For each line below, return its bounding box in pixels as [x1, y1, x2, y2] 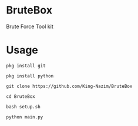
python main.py [6, 114, 43, 120]
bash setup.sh [6, 104, 41, 110]
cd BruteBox [6, 93, 35, 100]
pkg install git [6, 63, 46, 69]
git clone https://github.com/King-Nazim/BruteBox [6, 83, 133, 89]
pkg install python [6, 73, 54, 79]
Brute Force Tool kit [6, 23, 54, 30]
